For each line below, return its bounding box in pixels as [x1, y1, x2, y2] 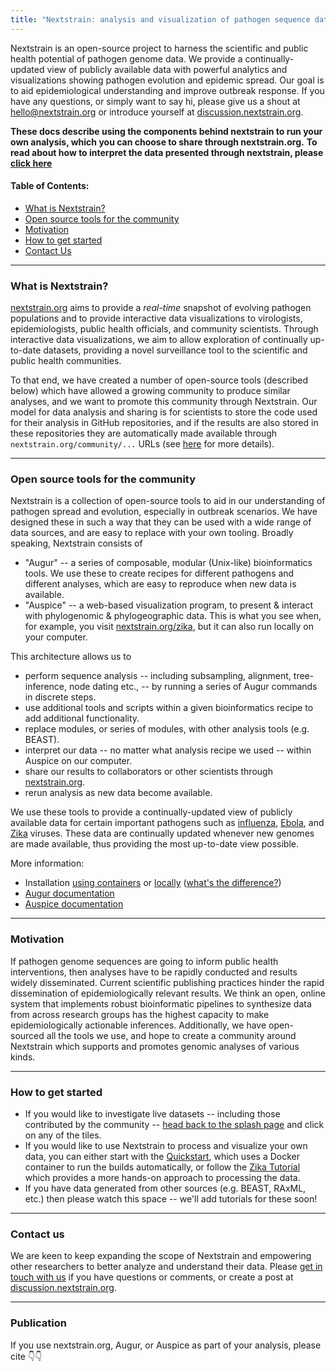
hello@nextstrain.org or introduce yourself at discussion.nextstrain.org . [10, 106, 304, 118]
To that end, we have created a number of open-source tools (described [10, 374, 308, 386]
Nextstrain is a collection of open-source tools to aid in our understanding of [10, 495, 326, 507]
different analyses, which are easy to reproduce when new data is [24, 578, 297, 590]
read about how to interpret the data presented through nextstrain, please [10, 146, 324, 158]
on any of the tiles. [24, 1129, 102, 1141]
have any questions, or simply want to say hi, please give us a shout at [10, 95, 301, 107]
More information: [10, 857, 85, 870]
